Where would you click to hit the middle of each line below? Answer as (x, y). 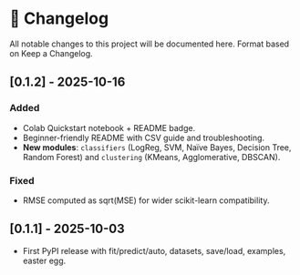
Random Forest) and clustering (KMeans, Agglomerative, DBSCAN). (151, 157)
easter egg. (44, 260)
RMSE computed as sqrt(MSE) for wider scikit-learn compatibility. (146, 200)
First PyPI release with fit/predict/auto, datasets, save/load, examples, (154, 250)
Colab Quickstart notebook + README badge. (109, 127)
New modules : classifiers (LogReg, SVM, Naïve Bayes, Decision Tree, (157, 147)
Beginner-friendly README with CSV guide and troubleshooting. (144, 137)
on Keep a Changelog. (51, 53)
